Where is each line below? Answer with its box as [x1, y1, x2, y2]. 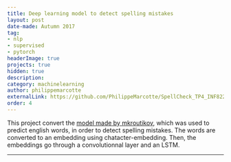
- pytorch [7, 49, 36, 56]
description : [7, 74, 45, 81]
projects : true [7, 61, 51, 68]
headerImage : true [7, 55, 60, 62]
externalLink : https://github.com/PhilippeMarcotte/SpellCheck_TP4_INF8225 [7, 94, 229, 101]
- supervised [7, 42, 45, 49]
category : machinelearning [7, 81, 85, 88]
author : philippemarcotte [7, 87, 81, 94]
